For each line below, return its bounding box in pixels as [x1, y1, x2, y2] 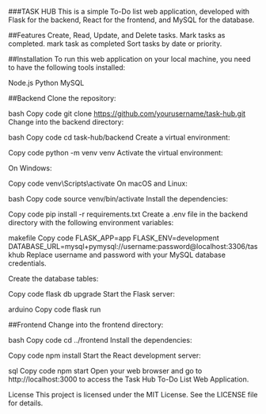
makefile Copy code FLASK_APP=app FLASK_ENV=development [8, 233, 219, 243]
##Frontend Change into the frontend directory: [8, 320, 164, 329]
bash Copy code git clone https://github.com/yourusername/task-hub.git [8, 109, 246, 118]
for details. [8, 398, 44, 408]
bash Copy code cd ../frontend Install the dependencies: [8, 335, 192, 344]
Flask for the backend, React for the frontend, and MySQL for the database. [8, 15, 255, 25]
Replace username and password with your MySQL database [26, 250, 226, 259]
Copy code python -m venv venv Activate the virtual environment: [8, 148, 223, 157]
